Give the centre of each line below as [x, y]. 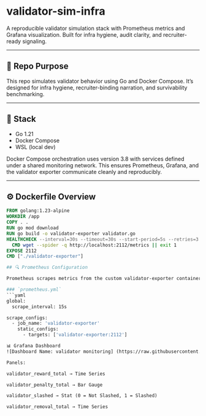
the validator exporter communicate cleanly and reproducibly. [84, 172]
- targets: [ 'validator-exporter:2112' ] [75, 335]
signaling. [35, 41]
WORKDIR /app [23, 217]
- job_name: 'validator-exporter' [56, 323]
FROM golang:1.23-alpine [38, 211]
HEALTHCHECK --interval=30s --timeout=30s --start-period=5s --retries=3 [103, 239]
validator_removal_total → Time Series [57, 407]
